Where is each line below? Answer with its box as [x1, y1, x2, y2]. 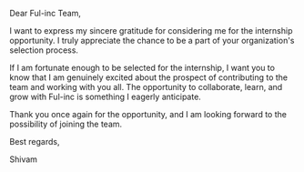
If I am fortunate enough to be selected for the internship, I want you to [9, 63, 276, 73]
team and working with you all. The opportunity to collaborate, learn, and [9, 82, 283, 92]
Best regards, [9, 137, 60, 147]
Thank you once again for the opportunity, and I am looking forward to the [9, 109, 287, 119]
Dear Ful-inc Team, [9, 8, 82, 18]
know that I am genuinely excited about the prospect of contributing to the [9, 72, 289, 83]
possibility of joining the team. [9, 118, 123, 129]
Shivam [9, 154, 38, 165]
